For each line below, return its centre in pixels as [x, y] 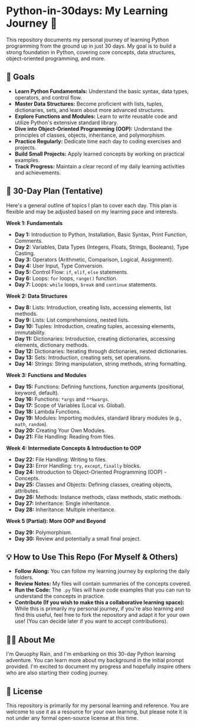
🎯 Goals [21, 77]
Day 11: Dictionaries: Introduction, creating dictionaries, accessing [95, 338]
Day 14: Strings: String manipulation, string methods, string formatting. [101, 363]
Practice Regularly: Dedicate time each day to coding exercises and [98, 141]
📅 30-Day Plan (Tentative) [55, 191]
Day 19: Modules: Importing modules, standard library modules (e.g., [98, 418]
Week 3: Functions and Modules [46, 375]
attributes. [27, 491]
